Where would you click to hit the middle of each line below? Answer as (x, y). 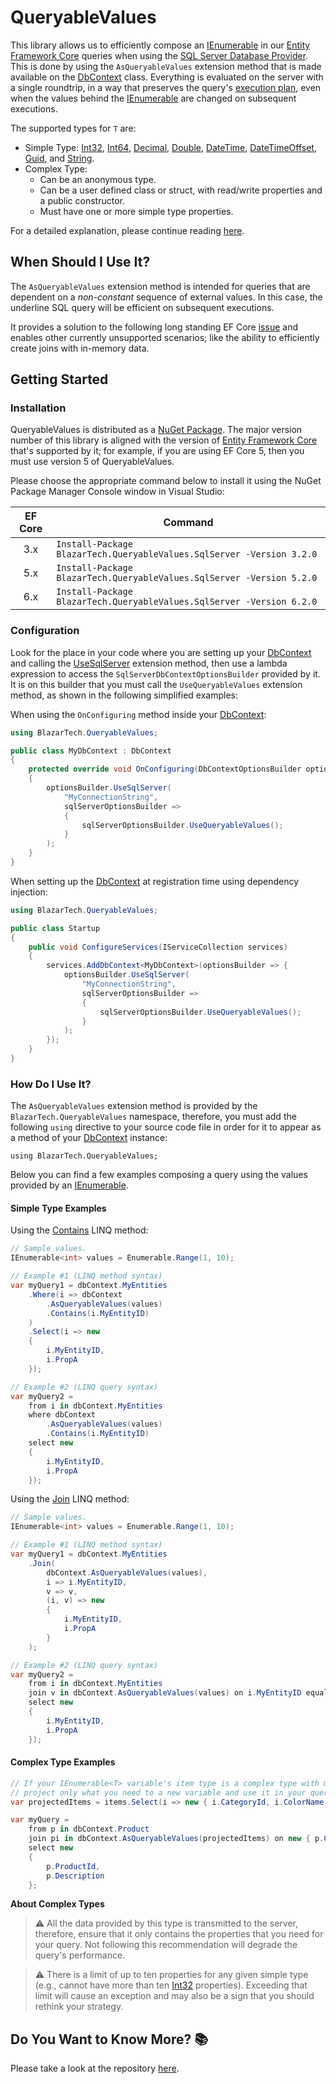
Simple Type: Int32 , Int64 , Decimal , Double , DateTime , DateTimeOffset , (170, 147)
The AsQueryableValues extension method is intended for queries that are (160, 286)
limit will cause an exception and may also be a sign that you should (174, 1996)
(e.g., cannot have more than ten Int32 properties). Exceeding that (171, 1985)
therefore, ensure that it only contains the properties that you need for (179, 1934)
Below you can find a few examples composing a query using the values (159, 1175)
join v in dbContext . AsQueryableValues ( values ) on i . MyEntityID (165, 1693)
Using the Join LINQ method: (70, 1499)
